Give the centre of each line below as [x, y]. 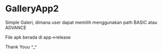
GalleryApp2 [32, 9]
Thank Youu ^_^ [21, 47]
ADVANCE [16, 27]
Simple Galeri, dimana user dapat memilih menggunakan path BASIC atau [81, 22]
